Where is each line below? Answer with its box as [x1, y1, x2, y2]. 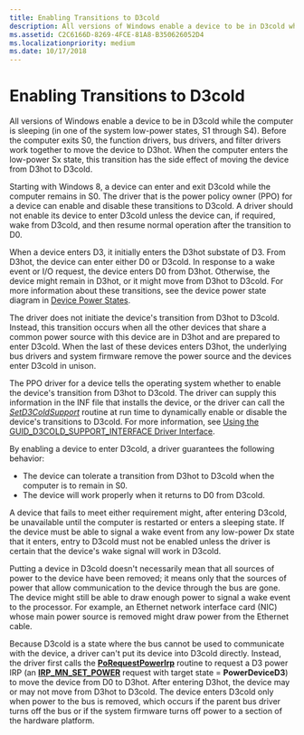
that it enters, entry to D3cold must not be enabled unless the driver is [9, 536, 271, 547]
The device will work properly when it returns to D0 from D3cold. [22, 490, 265, 501]
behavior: [9, 453, 45, 464]
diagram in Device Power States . [9, 295, 131, 306]
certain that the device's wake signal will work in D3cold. [9, 546, 222, 557]
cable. [9, 621, 33, 632]
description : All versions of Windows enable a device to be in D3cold [9, 22, 285, 31]
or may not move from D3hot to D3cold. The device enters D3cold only [9, 686, 274, 697]
